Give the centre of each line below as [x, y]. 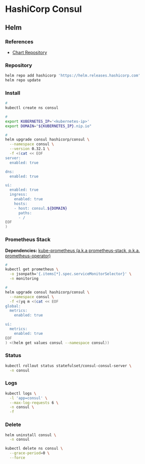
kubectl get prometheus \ [32, 269]
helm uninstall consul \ [31, 435]
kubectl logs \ [21, 393]
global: [13, 306]
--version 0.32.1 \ [30, 149]
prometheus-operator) [28, 256]
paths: [25, 213]
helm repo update [23, 80]
